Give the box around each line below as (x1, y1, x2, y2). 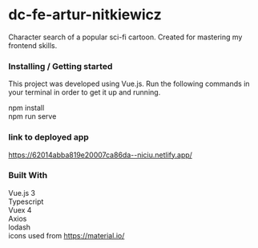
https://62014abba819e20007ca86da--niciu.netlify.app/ (8, 150, 192, 160)
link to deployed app (8, 132, 90, 143)
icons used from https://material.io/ (8, 230, 125, 240)
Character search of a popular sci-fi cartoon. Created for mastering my (8, 32, 243, 42)
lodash (8, 222, 30, 232)
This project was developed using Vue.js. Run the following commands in (8, 79, 250, 89)
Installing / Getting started (8, 60, 113, 71)
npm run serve (8, 112, 57, 121)
